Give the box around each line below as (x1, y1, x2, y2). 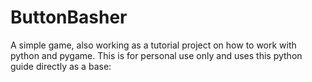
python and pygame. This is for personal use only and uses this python (10, 49, 303, 61)
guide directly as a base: (10, 60, 112, 72)
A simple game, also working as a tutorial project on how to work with (10, 39, 297, 51)
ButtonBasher (10, 6, 128, 29)
